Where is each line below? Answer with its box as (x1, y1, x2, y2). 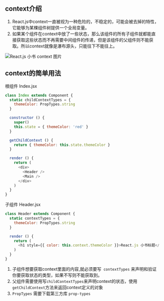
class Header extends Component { (5, 211, 76, 216)
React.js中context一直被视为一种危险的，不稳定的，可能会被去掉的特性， (12, 19, 159, 24)
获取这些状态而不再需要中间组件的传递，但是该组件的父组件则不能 (16, 37, 149, 43)
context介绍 (5, 4, 42, 13)
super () (14, 120, 29, 125)
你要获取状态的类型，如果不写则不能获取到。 (12, 272, 102, 278)
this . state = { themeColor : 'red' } (14, 124, 89, 129)
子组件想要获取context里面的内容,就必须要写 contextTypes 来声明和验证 (12, 266, 157, 272)
